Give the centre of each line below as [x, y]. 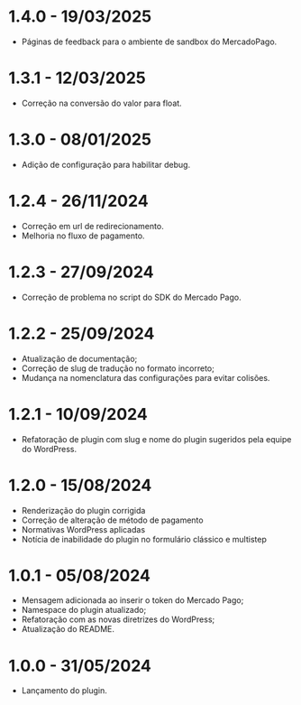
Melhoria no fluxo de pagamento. [83, 236]
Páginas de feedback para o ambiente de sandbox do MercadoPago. [149, 42]
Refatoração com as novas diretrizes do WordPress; [118, 619]
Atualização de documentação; [79, 358]
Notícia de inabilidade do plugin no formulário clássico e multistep [144, 539]
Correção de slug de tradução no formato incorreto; [118, 368]
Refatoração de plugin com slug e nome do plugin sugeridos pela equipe [156, 439]
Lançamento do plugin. [64, 691]
